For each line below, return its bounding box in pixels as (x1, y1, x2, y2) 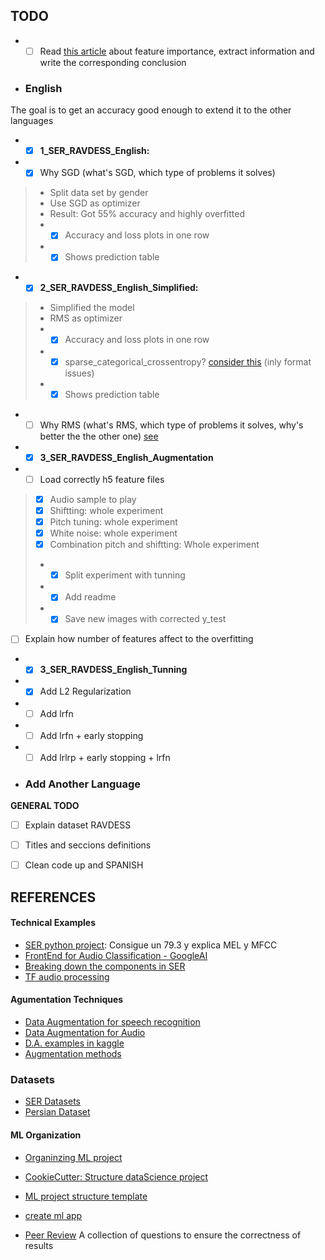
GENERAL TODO (10, 800, 80, 812)
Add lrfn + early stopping (39, 729, 144, 741)
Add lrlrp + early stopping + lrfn (39, 751, 171, 763)
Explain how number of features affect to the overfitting (24, 633, 254, 645)
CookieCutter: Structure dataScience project (24, 1170, 209, 1183)
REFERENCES (10, 889, 97, 906)
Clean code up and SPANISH (24, 859, 144, 871)
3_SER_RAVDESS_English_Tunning (39, 664, 188, 676)
